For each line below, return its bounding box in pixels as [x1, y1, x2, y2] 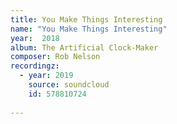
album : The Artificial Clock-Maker [10, 42, 159, 53]
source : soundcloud [28, 80, 110, 90]
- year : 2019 [19, 71, 74, 81]
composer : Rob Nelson [10, 52, 101, 62]
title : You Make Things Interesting [10, 14, 163, 25]
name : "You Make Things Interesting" [10, 24, 168, 34]
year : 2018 [10, 33, 60, 43]
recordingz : [10, 61, 60, 71]
